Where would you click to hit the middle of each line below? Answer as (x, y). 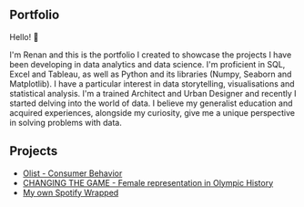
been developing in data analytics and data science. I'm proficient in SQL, (147, 64)
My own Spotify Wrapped (71, 192)
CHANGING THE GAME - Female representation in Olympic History (148, 182)
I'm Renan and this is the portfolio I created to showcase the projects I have (151, 55)
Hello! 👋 (24, 36)
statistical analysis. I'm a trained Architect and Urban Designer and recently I (153, 93)
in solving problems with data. (66, 122)
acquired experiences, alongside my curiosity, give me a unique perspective (152, 112)
